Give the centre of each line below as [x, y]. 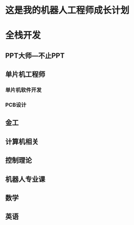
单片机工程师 [25, 75]
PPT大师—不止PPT [35, 55]
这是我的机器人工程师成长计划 [68, 10]
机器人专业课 [25, 179]
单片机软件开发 [24, 90]
